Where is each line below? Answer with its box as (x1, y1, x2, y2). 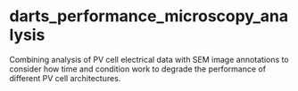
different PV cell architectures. (9, 72, 121, 83)
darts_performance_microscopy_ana (9, 6, 289, 27)
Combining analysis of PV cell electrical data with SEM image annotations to (9, 54, 289, 64)
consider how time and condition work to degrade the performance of (9, 64, 266, 74)
